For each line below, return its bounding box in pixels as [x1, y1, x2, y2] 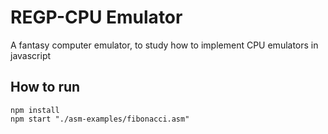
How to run [10, 79, 81, 96]
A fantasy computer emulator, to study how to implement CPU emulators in [10, 39, 319, 51]
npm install [10, 105, 60, 115]
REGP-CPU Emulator [10, 6, 183, 29]
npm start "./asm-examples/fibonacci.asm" [10, 114, 190, 124]
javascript [10, 49, 52, 61]
